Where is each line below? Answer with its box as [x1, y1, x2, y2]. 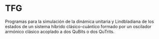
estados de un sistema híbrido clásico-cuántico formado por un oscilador [5, 23, 152, 29]
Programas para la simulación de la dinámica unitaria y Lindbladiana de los [5, 19, 154, 24]
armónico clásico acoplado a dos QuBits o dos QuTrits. [5, 29, 115, 34]
